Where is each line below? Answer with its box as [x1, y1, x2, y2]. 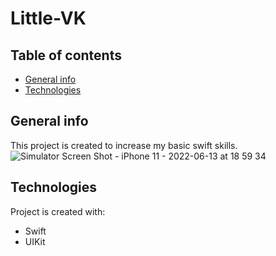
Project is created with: [10, 205, 106, 217]
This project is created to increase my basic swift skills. [10, 139, 238, 151]
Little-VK [10, 7, 87, 30]
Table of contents [10, 47, 122, 64]
